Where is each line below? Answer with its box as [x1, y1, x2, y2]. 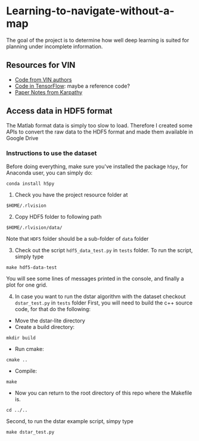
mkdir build [6, 335, 36, 341]
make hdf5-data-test [6, 264, 58, 271]
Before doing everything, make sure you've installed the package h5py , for [6, 163, 188, 170]
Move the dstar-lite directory [14, 317, 85, 324]
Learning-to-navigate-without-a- [6, 4, 175, 18]
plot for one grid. [6, 281, 48, 288]
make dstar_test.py [6, 429, 55, 435]
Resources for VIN [6, 60, 76, 70]
